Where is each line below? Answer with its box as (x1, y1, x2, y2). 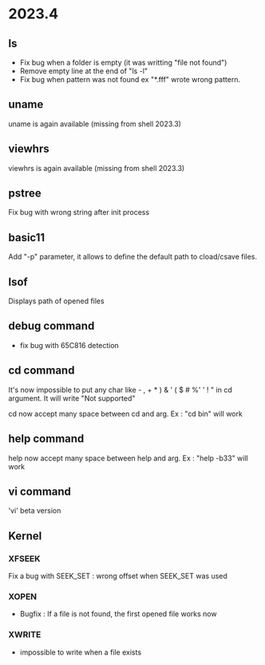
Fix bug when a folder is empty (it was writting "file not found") (19, 57, 227, 67)
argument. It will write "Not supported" (8, 393, 136, 403)
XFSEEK (8, 552, 42, 564)
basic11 (8, 231, 45, 244)
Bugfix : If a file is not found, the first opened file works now (19, 609, 217, 619)
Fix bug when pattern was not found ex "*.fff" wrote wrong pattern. (19, 75, 241, 84)
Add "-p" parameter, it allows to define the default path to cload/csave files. (8, 252, 258, 262)
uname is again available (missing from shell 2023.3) (8, 119, 182, 129)
